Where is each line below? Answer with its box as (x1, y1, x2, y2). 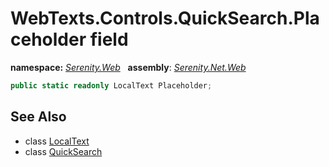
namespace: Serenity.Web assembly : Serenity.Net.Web (10, 61, 247, 73)
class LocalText (24, 135, 90, 147)
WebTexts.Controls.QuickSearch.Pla (10, 7, 320, 30)
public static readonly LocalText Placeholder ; (10, 80, 213, 91)
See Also (10, 108, 67, 126)
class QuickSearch (24, 145, 103, 157)
